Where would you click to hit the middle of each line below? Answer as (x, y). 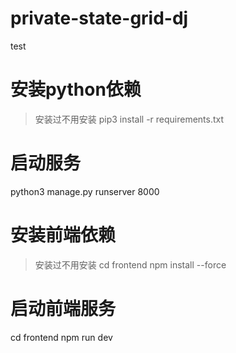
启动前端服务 (63, 308)
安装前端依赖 (63, 235)
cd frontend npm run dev (61, 337)
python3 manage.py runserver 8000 (85, 191)
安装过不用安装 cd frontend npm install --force (130, 264)
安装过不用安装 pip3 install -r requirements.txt (129, 119)
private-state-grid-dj (99, 18)
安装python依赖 (76, 89)
